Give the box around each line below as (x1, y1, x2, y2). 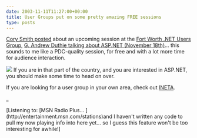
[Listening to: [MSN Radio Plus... (6, 107, 85, 114)
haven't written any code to (116, 113, 183, 120)
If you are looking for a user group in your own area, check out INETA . (6, 84, 175, 91)
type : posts (6, 19, 35, 25)
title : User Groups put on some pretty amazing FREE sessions (6, 14, 162, 20)
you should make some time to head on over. (6, 73, 115, 80)
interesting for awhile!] (6, 126, 61, 133)
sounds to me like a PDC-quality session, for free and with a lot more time (6, 48, 185, 55)
